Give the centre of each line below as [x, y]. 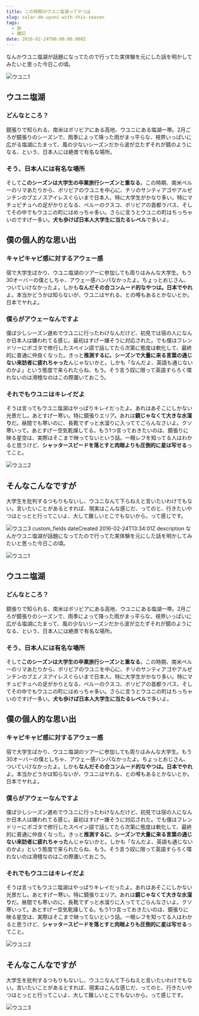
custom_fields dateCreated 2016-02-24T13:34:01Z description [108, 528]
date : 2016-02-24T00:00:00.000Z [46, 39]
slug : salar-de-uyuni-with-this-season [55, 17]
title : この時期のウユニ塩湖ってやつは [48, 12]
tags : [13, 23]
